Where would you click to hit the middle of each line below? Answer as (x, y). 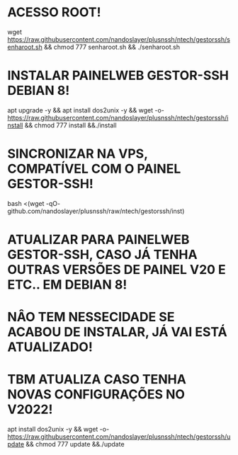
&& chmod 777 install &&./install (70, 125)
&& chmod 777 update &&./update (75, 444)
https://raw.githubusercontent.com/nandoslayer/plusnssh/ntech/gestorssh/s (119, 39)
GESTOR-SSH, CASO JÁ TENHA (102, 255)
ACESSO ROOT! (54, 12)
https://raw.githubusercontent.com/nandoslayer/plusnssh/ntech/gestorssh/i (118, 117)
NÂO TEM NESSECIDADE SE (91, 317)
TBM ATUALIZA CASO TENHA (97, 380)
